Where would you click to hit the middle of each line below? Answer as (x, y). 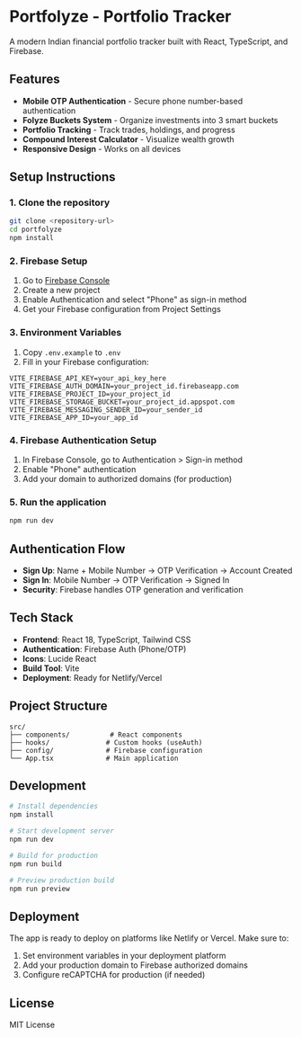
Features (35, 80)
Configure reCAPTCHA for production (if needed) (114, 975)
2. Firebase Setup (49, 261)
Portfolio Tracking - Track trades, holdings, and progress (128, 130)
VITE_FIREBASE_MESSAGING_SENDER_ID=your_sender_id (106, 410)
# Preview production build (62, 880)
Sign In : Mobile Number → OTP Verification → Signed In (126, 580)
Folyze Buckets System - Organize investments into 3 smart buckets (150, 120)
